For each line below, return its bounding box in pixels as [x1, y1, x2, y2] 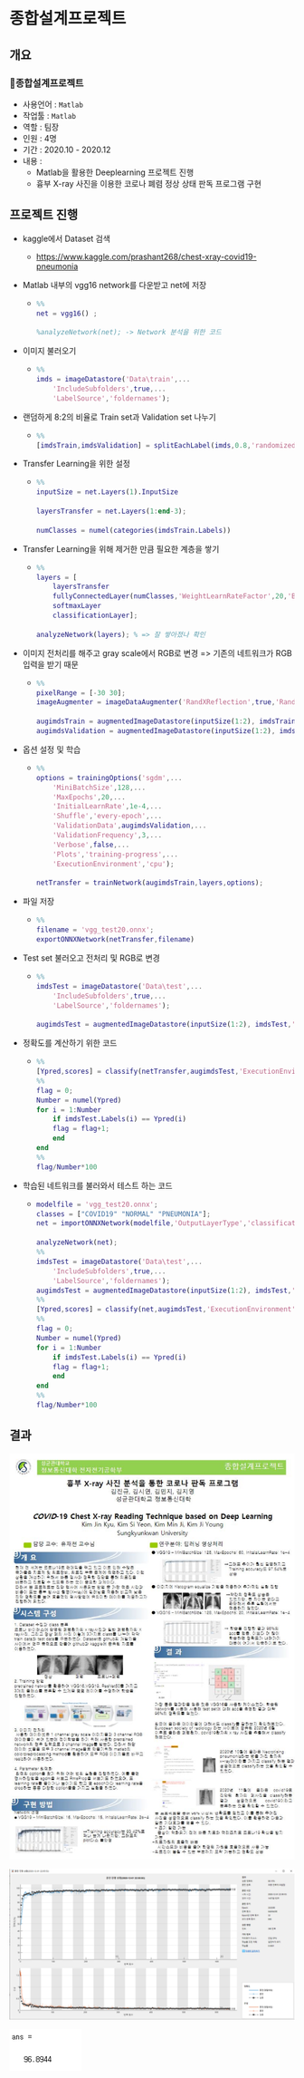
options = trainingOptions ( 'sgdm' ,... [35, 773, 183, 782]
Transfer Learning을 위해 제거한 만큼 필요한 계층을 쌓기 [22, 543, 220, 554]
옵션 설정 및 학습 [22, 744, 81, 755]
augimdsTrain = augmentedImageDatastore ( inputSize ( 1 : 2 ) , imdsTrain [35, 717, 296, 726]
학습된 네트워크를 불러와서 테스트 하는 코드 [22, 1180, 174, 1191]
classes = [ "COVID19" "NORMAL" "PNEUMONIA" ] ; [35, 1209, 211, 1219]
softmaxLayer [52, 602, 102, 611]
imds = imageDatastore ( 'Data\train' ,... [35, 375, 191, 384]
